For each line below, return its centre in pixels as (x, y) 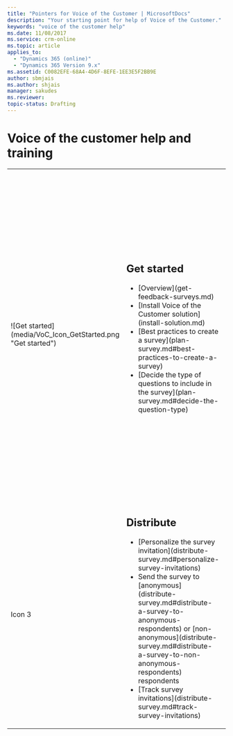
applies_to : (24, 53)
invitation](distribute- (173, 551)
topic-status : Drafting (42, 104)
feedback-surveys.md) (176, 297)
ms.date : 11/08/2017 (37, 33)
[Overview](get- (165, 288)
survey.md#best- (167, 349)
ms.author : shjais (34, 85)
